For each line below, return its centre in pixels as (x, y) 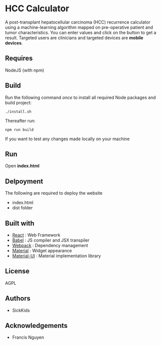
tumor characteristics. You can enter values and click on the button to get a (81, 32)
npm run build (20, 130)
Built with (20, 223)
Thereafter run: (20, 121)
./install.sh (18, 111)
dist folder (22, 208)
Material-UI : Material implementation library (56, 256)
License (17, 271)
